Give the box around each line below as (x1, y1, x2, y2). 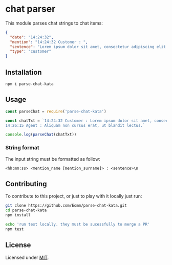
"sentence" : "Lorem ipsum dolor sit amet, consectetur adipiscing (10, 44, 155, 49)
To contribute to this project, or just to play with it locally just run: (5, 193, 142, 200)
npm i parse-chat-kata (5, 81, 54, 86)
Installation (5, 68, 42, 77)
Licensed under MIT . (5, 254, 49, 260)
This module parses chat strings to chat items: (5, 20, 103, 26)
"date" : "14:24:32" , (10, 34, 54, 40)
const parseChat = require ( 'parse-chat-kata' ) (5, 108, 106, 114)
